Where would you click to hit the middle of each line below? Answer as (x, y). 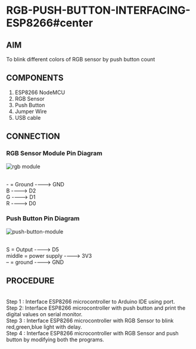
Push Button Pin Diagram (43, 219)
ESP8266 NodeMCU (40, 92)
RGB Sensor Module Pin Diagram (54, 154)
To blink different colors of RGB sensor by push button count (81, 59)
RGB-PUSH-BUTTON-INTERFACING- (98, 10)
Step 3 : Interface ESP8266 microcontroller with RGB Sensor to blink (90, 320)
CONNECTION (33, 137)
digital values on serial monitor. (44, 314)
